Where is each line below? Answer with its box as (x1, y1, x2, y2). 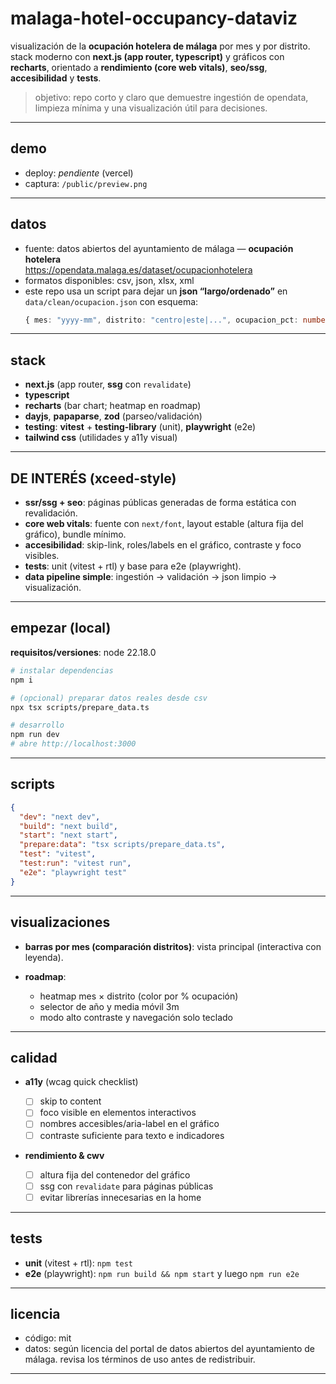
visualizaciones (10, 914, 111, 931)
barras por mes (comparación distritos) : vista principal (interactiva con (24, 940, 322, 952)
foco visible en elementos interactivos (39, 1107, 197, 1119)
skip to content (39, 1095, 102, 1107)
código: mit (24, 1332, 72, 1344)
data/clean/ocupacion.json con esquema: (24, 295, 199, 307)
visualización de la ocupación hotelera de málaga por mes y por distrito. (10, 40, 311, 52)
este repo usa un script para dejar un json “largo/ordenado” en (24, 285, 288, 297)
